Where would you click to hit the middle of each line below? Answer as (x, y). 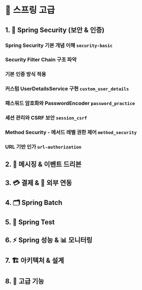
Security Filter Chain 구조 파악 (41, 60)
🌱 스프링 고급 (30, 10)
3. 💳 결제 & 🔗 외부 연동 (39, 183)
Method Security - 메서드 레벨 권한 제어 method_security (71, 133)
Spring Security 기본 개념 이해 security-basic (59, 45)
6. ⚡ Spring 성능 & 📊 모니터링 (49, 240)
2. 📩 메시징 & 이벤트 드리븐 (43, 165)
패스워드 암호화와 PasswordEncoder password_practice (70, 103)
